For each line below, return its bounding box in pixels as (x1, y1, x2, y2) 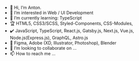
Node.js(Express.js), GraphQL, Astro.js (9, 35, 88, 41)
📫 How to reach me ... (9, 51, 56, 56)
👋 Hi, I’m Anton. (9, 5, 42, 10)
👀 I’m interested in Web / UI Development (9, 10, 94, 16)
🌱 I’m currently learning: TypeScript (9, 15, 82, 20)
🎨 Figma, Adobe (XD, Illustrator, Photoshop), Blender (9, 40, 117, 46)
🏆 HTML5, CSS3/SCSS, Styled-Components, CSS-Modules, (9, 20, 133, 26)
